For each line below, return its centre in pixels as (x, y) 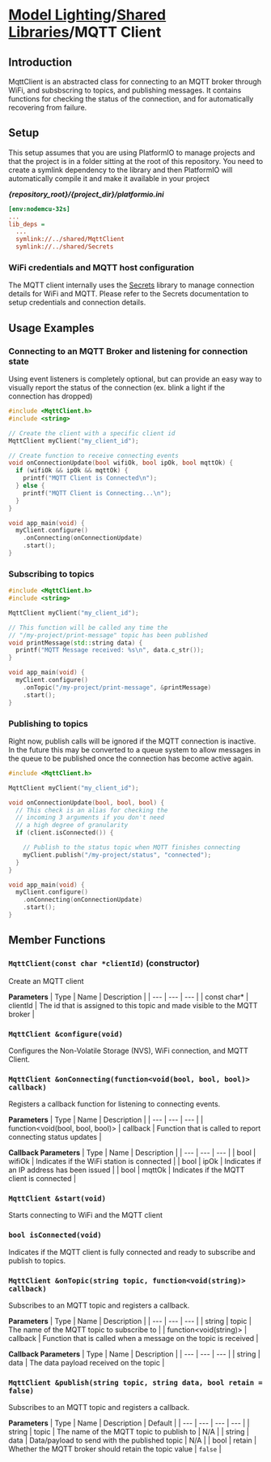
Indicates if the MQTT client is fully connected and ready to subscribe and (132, 1252)
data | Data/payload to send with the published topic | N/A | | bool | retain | (133, 1440)
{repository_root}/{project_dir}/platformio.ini (86, 194)
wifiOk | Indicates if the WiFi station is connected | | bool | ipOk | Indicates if (135, 1162)
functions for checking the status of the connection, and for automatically (131, 99)
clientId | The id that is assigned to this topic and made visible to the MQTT (133, 1005)
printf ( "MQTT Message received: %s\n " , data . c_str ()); (110, 650)
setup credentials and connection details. (77, 303)
